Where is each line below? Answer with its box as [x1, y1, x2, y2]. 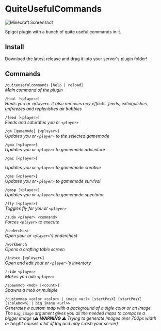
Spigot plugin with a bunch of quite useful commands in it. [5, 29, 122, 34]
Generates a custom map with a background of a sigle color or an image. [5, 305, 152, 311]
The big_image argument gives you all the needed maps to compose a [5, 310, 145, 316]
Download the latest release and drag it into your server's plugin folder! [5, 56, 147, 62]
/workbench [5, 242, 27, 247]
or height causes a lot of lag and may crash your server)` [5, 320, 120, 326]
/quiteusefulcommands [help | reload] [5, 82, 83, 88]
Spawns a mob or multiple [5, 287, 58, 293]
